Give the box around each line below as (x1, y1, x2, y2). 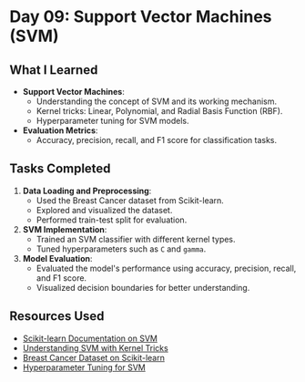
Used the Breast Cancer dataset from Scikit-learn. (36, 194, 225, 206)
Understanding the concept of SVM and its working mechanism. (36, 96, 278, 107)
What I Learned (9, 62, 98, 77)
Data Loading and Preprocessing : (22, 185, 152, 196)
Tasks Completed (9, 161, 111, 177)
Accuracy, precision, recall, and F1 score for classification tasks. (36, 135, 278, 145)
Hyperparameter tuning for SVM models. (36, 116, 189, 126)
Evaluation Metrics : (22, 125, 98, 136)
